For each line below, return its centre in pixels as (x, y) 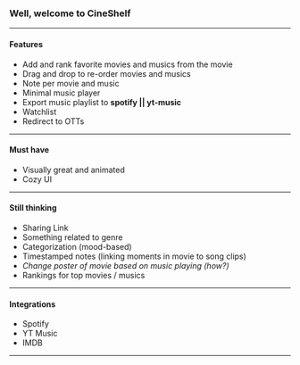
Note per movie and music (71, 83)
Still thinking (33, 208)
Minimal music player (61, 93)
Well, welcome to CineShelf (70, 13)
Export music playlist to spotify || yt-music (101, 102)
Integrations (33, 304)
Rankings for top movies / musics (83, 275)
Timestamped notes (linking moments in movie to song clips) (134, 256)
